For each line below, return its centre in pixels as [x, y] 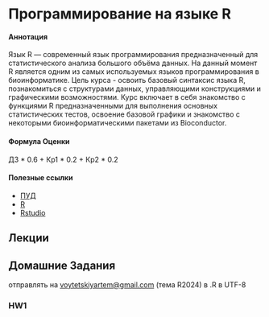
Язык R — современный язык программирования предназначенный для [133, 55]
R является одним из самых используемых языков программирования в [134, 72]
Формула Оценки [39, 141]
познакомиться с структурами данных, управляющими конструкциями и [135, 89]
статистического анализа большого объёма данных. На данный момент [133, 63]
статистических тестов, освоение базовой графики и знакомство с [124, 114]
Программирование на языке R [120, 14]
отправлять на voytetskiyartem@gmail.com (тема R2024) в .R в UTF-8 [127, 285]
